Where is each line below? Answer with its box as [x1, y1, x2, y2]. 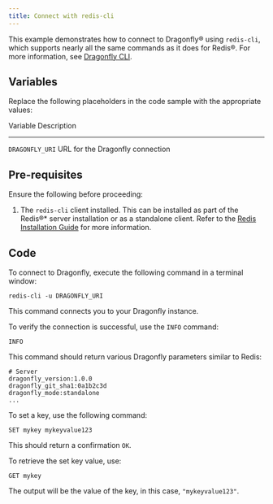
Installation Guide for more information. [19, 223, 152, 232]
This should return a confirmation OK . [8, 441, 132, 450]
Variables [8, 75, 58, 89]
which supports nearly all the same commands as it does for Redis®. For [8, 42, 250, 53]
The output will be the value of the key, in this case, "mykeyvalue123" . [8, 486, 240, 496]
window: [8, 276, 37, 286]
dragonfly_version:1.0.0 [8, 375, 93, 383]
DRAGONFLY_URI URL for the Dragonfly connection [8, 144, 171, 154]
